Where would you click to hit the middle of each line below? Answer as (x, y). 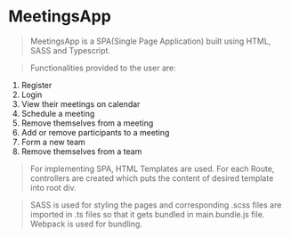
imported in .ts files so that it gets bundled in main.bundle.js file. (147, 214)
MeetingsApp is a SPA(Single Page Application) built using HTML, (150, 41)
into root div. (53, 187)
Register (36, 85)
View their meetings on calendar (81, 103)
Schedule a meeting (58, 113)
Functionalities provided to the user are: (103, 68)
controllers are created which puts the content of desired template (152, 178)
